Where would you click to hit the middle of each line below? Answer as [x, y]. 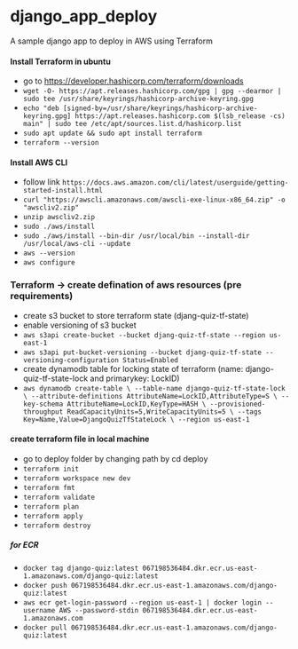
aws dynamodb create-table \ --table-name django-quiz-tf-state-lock [154, 388]
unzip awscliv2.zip [59, 218]
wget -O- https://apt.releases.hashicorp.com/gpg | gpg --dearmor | [152, 91]
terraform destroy [57, 526]
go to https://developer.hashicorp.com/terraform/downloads [133, 81]
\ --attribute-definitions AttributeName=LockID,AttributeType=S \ [150, 396]
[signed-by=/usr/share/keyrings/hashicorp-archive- [160, 108]
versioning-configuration [71, 360]
